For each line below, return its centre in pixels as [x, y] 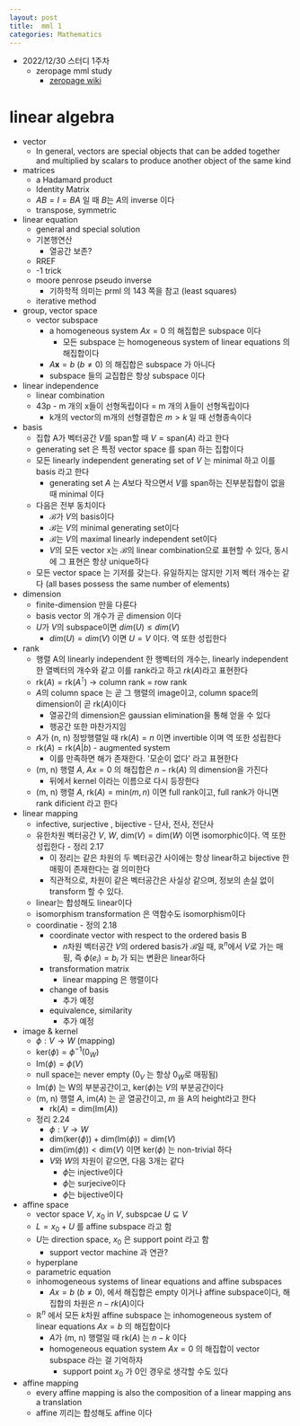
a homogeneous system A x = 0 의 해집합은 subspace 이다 [155, 331]
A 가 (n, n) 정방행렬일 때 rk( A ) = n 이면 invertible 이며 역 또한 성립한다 [158, 737]
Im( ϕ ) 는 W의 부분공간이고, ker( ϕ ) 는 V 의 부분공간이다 [130, 1087]
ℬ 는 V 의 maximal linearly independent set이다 [133, 539]
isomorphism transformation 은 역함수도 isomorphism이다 [141, 913]
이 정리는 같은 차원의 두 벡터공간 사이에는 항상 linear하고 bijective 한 [169, 858]
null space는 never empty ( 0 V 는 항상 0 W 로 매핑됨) [127, 1075]
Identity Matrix [62, 189]
